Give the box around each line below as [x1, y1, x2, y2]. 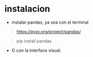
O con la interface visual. [11, 47, 62, 53]
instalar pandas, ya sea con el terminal [11, 19, 89, 25]
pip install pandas [16, 38, 52, 44]
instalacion [4, 3, 50, 14]
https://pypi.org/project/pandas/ [16, 28, 81, 34]
